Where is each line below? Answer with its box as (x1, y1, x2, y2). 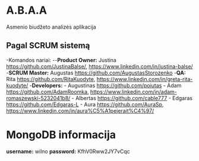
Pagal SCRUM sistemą (6, 41, 90, 51)
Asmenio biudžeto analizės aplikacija (6, 23, 96, 30)
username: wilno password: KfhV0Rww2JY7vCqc (6, 147, 131, 155)
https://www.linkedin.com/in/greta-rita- (96, 75, 193, 82)
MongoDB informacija (6, 128, 116, 141)
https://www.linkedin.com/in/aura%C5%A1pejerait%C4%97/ (6, 107, 154, 114)
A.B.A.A (6, 4, 48, 17)
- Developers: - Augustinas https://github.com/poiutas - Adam (29, 82, 182, 89)
